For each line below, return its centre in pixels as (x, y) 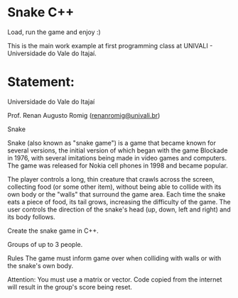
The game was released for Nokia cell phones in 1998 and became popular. (118, 165)
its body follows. (31, 216)
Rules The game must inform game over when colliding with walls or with (114, 258)
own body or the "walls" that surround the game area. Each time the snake (117, 194)
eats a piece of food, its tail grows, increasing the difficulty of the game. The (119, 202)
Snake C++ (41, 12)
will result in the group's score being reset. (70, 287)
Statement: (41, 82)
